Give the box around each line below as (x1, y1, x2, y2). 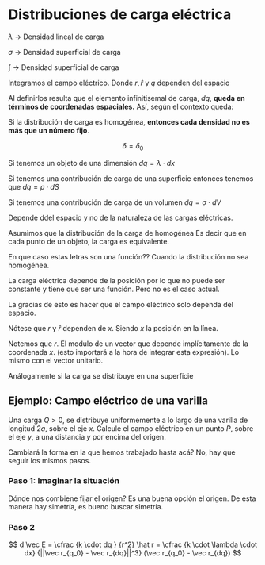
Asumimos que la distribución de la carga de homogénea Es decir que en (8, 228, 247, 237)
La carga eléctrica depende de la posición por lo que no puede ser (8, 275, 225, 285)
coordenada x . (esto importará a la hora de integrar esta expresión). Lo (8, 347, 240, 356)
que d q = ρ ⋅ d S (8, 182, 59, 191)
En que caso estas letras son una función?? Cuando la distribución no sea (8, 252, 249, 261)
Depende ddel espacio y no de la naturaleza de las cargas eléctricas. (8, 213, 233, 222)
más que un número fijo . (8, 125, 89, 135)
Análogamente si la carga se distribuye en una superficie (8, 371, 194, 380)
